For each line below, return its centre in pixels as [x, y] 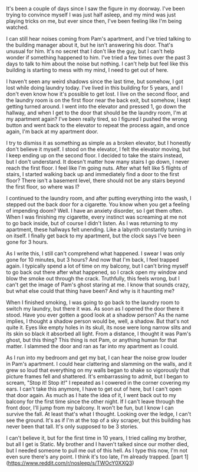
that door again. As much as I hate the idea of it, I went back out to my [91, 395]
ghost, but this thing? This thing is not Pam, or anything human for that [92, 340]
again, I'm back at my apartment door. [52, 131]
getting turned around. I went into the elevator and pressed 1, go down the [96, 106]
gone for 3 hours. [27, 242]
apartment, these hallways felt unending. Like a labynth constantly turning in [99, 230]
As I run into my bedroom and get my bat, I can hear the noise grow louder [97, 358]
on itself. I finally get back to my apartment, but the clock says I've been [93, 236]
